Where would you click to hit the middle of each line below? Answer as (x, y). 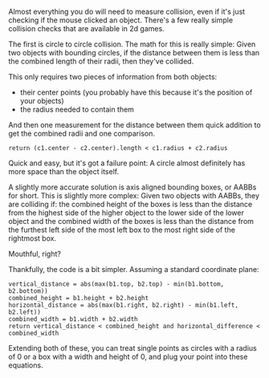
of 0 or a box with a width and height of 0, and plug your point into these (128, 357)
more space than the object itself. (63, 171)
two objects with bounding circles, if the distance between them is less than (134, 53)
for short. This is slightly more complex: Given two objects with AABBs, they (134, 195)
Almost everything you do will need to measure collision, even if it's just (127, 12)
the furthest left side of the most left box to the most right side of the (122, 230)
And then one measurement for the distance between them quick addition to (134, 125)
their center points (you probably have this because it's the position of (136, 92)
